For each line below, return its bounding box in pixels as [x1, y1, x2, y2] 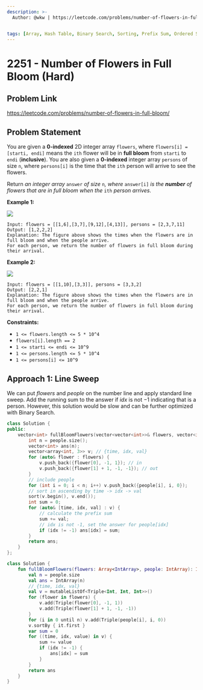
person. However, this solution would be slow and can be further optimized [7, 402, 193, 410]
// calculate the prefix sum [39, 511, 113, 517]
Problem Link [7, 93, 57, 103]
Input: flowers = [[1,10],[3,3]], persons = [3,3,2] [7, 282, 142, 288]
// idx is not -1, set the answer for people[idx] [39, 521, 169, 527]
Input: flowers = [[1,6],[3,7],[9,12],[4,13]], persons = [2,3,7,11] [7, 222, 186, 228]
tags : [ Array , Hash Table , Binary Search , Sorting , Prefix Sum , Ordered [7, 31, 193, 37]
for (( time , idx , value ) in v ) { [28, 634, 113, 640]
